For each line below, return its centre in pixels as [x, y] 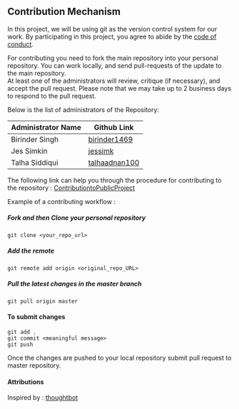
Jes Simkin [29, 151]
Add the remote [31, 251]
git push [20, 344]
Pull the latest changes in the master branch [75, 284]
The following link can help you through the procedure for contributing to [115, 180]
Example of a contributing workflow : [62, 201]
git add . [22, 332]
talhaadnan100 [114, 162]
